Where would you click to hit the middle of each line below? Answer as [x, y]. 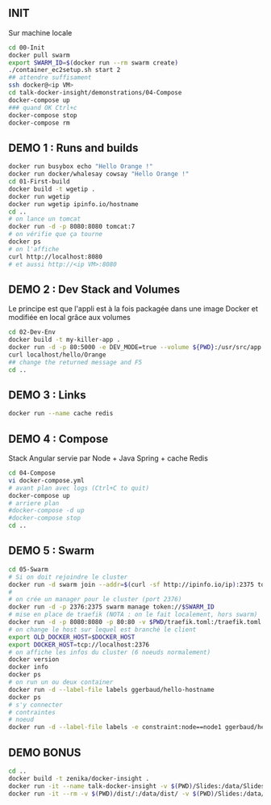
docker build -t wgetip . [52, 189]
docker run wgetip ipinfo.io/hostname [73, 204]
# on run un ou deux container [61, 682]
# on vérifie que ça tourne [56, 234]
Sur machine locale [40, 32]
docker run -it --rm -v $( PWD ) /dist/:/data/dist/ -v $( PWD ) [112, 794]
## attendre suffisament [50, 78]
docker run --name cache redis [61, 414]
